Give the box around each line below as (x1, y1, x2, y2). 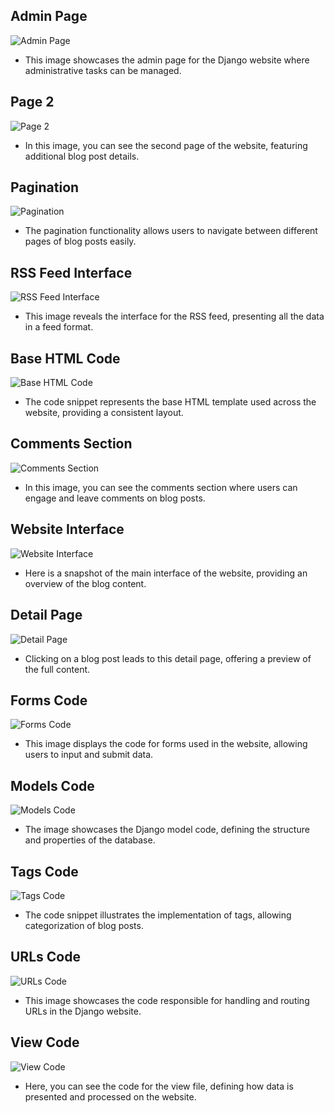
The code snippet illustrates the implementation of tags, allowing (24, 909, 292, 921)
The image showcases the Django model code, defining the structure (24, 824, 310, 836)
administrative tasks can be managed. (24, 64, 182, 76)
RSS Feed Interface (10, 264, 133, 281)
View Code (10, 1034, 80, 1051)
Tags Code (10, 863, 79, 880)
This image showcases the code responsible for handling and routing (24, 994, 310, 1006)
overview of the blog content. (24, 577, 147, 589)
